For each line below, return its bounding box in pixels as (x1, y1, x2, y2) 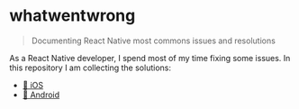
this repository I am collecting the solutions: (9, 62, 171, 73)
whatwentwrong (9, 5, 136, 26)
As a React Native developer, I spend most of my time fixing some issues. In (9, 52, 291, 63)
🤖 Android (22, 89, 60, 100)
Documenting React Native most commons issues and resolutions (31, 35, 276, 46)
